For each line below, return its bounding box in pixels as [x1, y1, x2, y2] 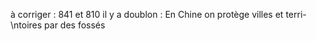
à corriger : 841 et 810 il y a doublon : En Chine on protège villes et [10, 9, 284, 20]
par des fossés [44, 19, 106, 31]
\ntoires [10, 19, 43, 31]
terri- [285, 9, 307, 20]
